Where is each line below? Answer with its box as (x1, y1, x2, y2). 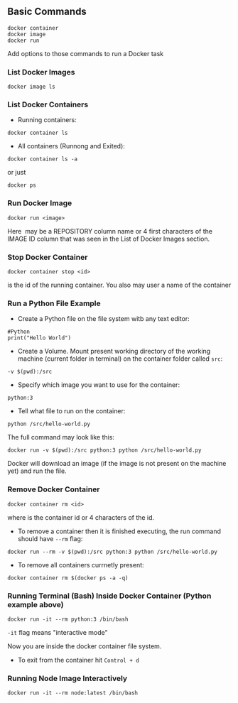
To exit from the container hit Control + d (17, 655, 140, 664)
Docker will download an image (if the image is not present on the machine (7, 459, 227, 468)
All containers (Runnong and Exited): (17, 142, 126, 151)
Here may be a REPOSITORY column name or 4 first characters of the (7, 227, 213, 235)
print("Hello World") (7, 334, 72, 342)
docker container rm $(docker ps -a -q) (7, 574, 129, 582)
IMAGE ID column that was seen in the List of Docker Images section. (7, 234, 210, 243)
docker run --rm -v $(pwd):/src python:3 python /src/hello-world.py (7, 548, 218, 555)
